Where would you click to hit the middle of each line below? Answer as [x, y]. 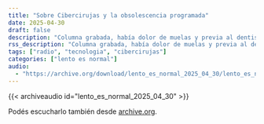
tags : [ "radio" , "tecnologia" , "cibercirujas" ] [88, 52]
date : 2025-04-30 [37, 23]
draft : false [29, 30]
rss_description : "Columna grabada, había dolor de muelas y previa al [128, 45]
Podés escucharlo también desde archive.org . [82, 111]
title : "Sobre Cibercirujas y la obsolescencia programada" [109, 15]
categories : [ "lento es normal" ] [63, 60]
